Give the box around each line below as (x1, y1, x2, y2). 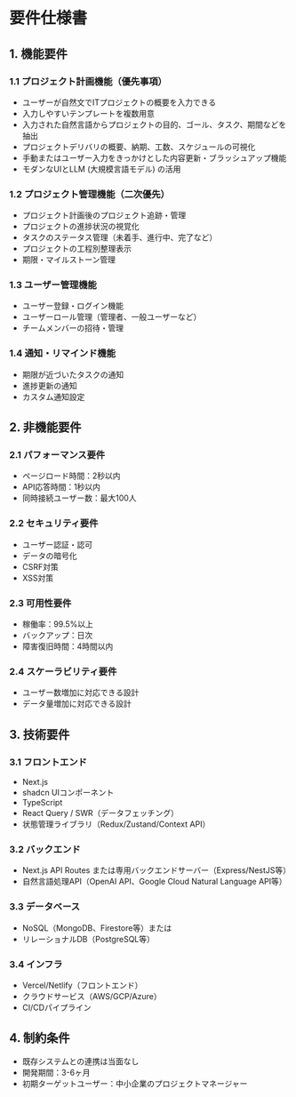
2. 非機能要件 (9, 420, 82, 436)
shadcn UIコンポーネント (21, 788, 115, 798)
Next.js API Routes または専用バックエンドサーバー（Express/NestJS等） (21, 865, 292, 876)
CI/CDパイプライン (21, 1002, 92, 1013)
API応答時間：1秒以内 (21, 482, 100, 492)
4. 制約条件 (9, 1030, 70, 1045)
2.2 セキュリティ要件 (9, 517, 99, 530)
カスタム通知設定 (21, 391, 85, 402)
